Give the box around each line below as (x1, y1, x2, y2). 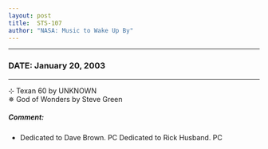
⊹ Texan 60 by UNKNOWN (8, 85, 97, 96)
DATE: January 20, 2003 (8, 61, 106, 72)
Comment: (8, 112, 45, 122)
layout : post (8, 11, 52, 20)
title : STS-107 (8, 19, 62, 27)
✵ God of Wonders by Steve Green (8, 94, 123, 104)
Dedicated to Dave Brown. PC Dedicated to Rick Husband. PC (19, 132, 223, 142)
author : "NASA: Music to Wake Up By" (8, 26, 134, 34)
